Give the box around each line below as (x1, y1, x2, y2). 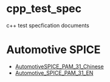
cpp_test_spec (6, 2, 82, 16)
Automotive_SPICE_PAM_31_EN (15, 69, 94, 77)
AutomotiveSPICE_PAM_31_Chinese (15, 63, 105, 70)
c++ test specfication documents (6, 22, 90, 29)
